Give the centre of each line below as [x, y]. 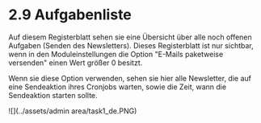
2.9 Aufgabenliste [70, 15]
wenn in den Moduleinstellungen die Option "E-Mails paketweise [116, 54]
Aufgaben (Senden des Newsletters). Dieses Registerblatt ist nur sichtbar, [131, 45]
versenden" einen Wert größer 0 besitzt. [76, 63]
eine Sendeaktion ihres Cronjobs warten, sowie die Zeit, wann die [118, 87]
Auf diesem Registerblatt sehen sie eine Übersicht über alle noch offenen [130, 37]
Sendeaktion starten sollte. [53, 95]
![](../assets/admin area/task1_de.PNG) [73, 111]
